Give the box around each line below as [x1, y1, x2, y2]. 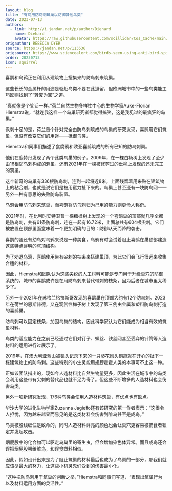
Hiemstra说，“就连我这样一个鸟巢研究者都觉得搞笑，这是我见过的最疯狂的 [5, 109, 161, 115]
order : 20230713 [5, 55, 40, 60]
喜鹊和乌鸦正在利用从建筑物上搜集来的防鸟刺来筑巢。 [5, 75, 118, 81]
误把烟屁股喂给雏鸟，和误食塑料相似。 [5, 446, 86, 452]
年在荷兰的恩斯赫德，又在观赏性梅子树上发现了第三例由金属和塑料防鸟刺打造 [5, 301, 167, 307]
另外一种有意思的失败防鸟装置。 [5, 191, 73, 197]
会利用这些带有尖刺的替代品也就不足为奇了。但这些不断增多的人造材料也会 [5, 377, 162, 383]
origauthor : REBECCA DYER [5, 41, 60, 46]
